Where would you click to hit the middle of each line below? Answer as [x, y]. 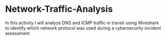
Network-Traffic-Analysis [59, 9]
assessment [17, 33]
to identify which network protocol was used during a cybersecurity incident [83, 28]
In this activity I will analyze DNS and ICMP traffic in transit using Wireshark [82, 23]
